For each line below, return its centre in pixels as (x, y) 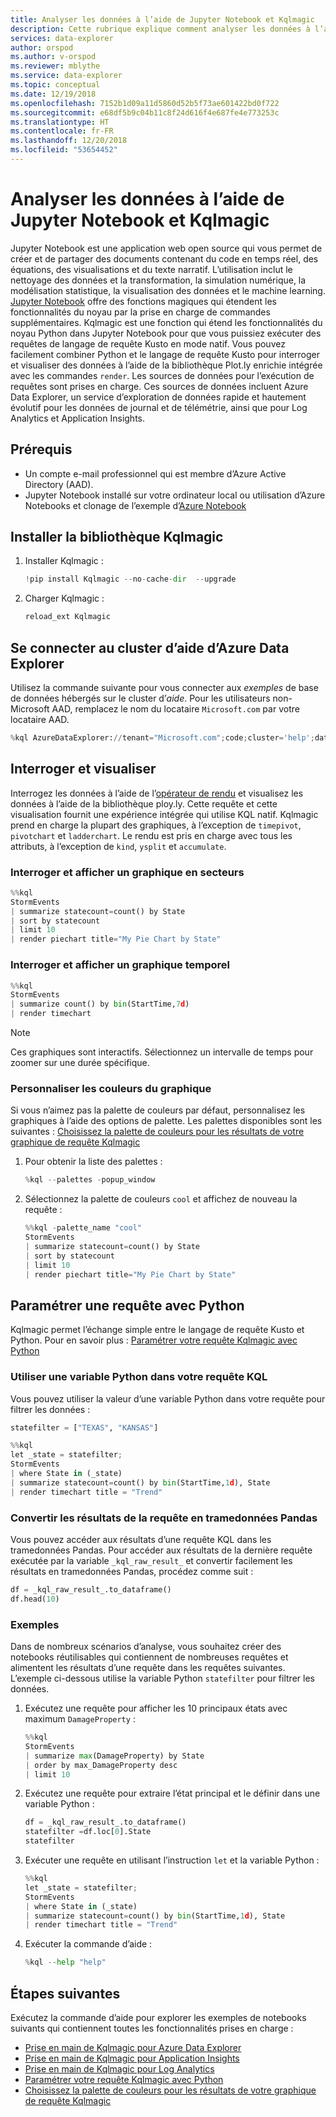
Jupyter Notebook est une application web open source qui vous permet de (166, 248)
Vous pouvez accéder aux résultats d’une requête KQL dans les (141, 1539)
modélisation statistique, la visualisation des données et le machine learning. (168, 290)
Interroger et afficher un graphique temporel (120, 965)
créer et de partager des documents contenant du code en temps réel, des (164, 258)
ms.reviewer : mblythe (55, 66)
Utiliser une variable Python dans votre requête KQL (139, 1377)
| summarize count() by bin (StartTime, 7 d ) (100, 1004)
